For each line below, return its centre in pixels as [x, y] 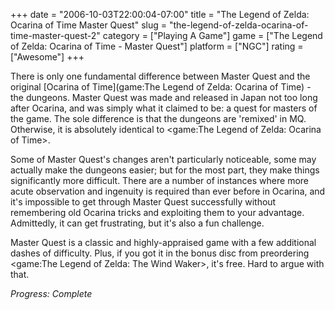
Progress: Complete [51, 293]
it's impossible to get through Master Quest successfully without [143, 202]
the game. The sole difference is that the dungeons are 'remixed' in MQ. [158, 118]
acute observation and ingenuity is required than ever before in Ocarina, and [168, 191]
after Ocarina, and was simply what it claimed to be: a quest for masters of [164, 108]
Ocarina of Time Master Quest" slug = [89, 25]
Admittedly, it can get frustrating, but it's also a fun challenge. [137, 223]
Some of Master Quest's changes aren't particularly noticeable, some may [163, 159]
